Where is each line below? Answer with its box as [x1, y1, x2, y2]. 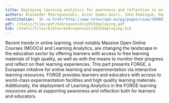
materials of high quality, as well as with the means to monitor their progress [5, 56, 163, 62]
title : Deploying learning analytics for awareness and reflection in [5, 7, 156, 13]
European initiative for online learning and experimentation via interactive [5, 66, 157, 73]
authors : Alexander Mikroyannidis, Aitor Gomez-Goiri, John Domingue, [5, 12, 156, 17]
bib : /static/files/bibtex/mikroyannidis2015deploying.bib [5, 26, 132, 31]
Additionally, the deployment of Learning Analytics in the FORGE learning [5, 82, 157, 88]
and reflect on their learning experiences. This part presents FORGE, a [5, 61, 151, 67]
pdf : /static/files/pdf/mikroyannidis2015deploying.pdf [5, 21, 125, 27]
